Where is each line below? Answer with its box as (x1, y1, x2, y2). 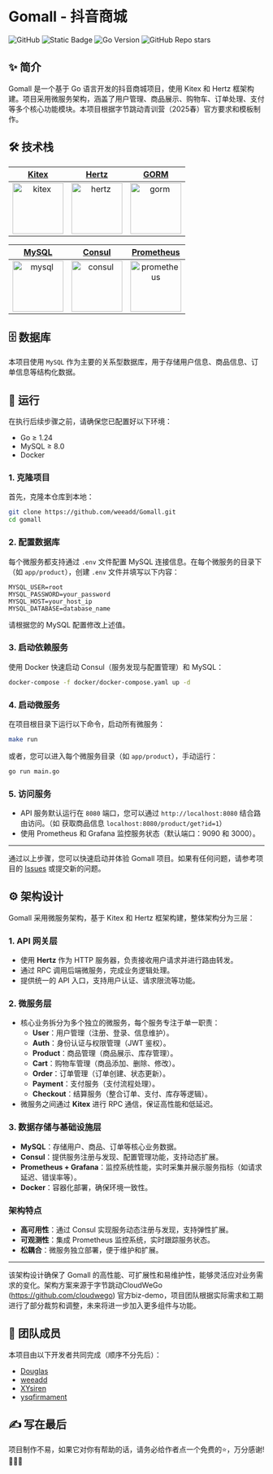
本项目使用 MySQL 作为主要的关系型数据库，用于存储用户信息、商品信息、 (8, 357, 252, 367)
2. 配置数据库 (8, 536, 60, 548)
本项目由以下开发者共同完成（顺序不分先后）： (8, 1349, 162, 1359)
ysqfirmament (19, 1392, 67, 1402)
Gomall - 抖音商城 (8, 7, 128, 26)
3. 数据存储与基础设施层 (8, 1122, 102, 1133)
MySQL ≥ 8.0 (19, 441, 65, 452)
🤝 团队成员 (8, 1327, 61, 1341)
